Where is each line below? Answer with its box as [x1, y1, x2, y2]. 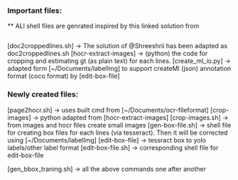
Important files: [7, 6, 63, 16]
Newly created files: [7, 89, 79, 99]
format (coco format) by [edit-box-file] [7, 72, 120, 80]
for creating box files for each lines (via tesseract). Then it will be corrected [7, 128, 228, 137]
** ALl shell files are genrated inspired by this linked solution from [7, 22, 200, 30]
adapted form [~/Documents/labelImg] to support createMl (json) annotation [7, 64, 232, 73]
